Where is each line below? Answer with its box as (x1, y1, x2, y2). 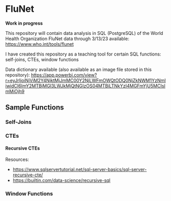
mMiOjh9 (5, 88, 25, 94)
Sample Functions (5, 103, 64, 112)
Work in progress (5, 20, 43, 26)
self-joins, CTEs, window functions (5, 56, 79, 62)
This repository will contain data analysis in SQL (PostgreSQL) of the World (5, 30, 163, 36)
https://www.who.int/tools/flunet (5, 41, 74, 47)
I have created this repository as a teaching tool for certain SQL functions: (5, 51, 161, 57)
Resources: (5, 156, 29, 162)
